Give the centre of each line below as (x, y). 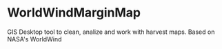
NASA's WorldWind (34, 39)
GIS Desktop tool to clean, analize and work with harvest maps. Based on (111, 32)
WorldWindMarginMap (74, 13)
